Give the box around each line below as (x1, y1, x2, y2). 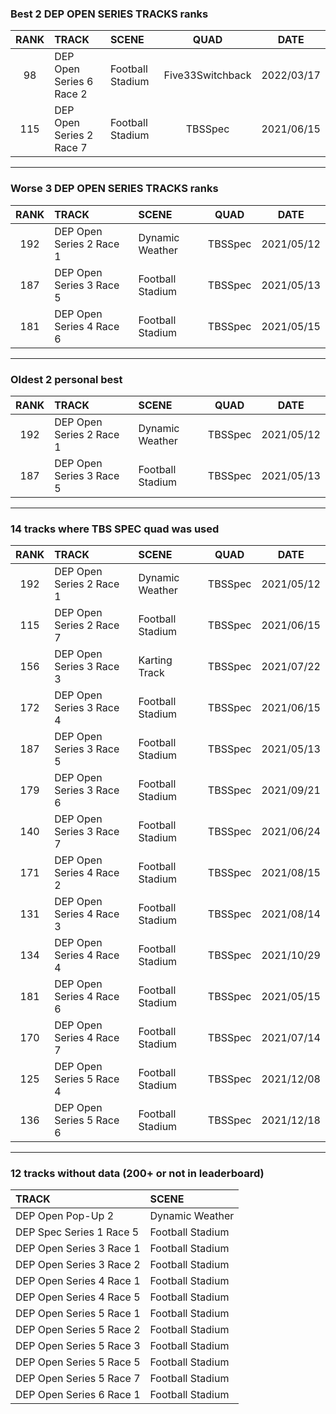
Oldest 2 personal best (10, 372, 123, 386)
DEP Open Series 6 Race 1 (15, 1388, 141, 1402)
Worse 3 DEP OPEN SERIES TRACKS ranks (10, 182, 219, 196)
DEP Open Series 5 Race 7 (15, 1372, 141, 1386)
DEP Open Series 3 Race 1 (15, 1242, 141, 1256)
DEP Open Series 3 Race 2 (15, 1258, 141, 1272)
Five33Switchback (163, 68, 252, 82)
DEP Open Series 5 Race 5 (15, 1355, 141, 1369)
